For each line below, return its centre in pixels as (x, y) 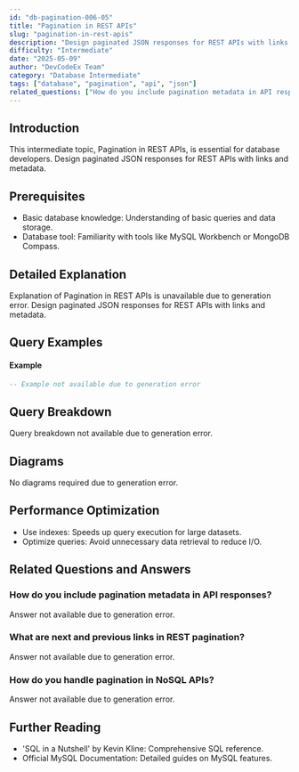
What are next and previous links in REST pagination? (127, 638)
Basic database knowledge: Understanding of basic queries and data (149, 218)
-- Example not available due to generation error (105, 384)
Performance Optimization (85, 511)
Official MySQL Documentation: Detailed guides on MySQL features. (147, 758)
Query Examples (56, 342)
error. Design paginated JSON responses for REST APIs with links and (137, 305)
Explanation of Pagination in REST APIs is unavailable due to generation (140, 296)
